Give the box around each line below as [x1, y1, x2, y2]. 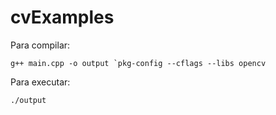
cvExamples [10, 6, 115, 29]
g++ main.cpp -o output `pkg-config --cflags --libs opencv [10, 58, 267, 68]
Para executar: [10, 76, 71, 88]
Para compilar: [10, 39, 71, 51]
